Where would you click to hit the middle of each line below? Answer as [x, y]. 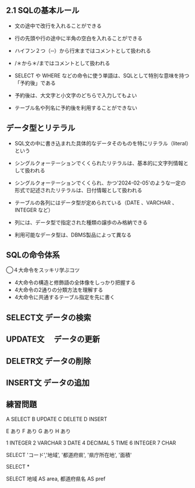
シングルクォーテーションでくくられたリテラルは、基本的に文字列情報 [99, 163]
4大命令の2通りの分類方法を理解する [59, 290]
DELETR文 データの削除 [49, 361]
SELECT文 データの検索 [49, 317]
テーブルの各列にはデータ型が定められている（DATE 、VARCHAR [93, 202]
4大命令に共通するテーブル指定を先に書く [65, 297]
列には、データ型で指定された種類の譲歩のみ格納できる [81, 222]
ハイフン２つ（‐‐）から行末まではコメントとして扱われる [83, 50]
